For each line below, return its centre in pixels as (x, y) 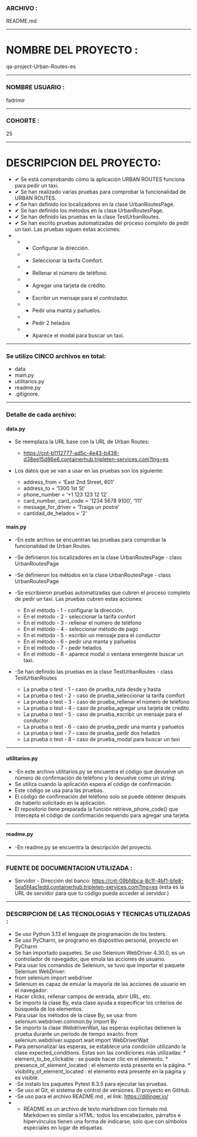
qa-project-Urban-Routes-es (41, 66)
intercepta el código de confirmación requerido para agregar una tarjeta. (102, 815)
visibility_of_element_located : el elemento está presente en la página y (100, 1072)
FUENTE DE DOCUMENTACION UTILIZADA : (69, 868)
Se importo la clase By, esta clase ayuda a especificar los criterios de (98, 1003)
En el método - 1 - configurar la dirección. (74, 610)
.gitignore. (27, 394)
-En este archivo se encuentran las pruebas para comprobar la (90, 540)
